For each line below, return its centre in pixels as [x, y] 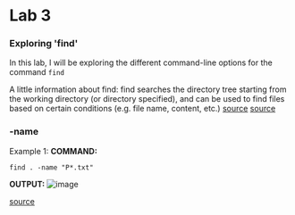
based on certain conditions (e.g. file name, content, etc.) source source [143, 109]
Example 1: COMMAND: [54, 151]
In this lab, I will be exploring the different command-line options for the [141, 62]
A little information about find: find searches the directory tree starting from [148, 89]
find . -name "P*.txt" [51, 167]
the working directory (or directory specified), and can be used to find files [147, 99]
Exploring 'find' [44, 44]
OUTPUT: [27, 184]
